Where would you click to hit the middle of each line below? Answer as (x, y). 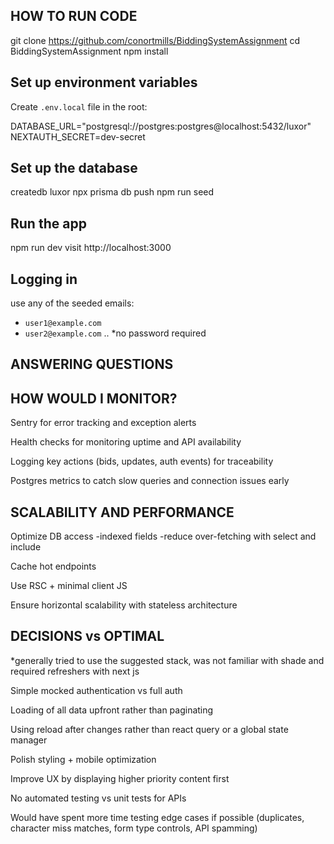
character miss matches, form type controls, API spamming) (134, 828)
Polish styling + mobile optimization (83, 759)
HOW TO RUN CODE (74, 16)
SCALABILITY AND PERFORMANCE (122, 512)
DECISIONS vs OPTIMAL (87, 636)
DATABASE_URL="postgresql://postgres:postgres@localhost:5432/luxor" (161, 126)
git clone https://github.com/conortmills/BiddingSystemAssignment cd (155, 40)
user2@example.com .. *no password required (115, 333)
